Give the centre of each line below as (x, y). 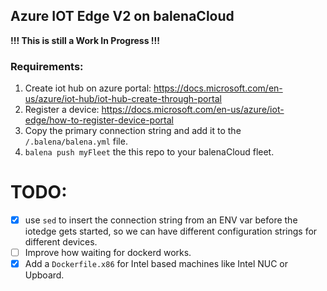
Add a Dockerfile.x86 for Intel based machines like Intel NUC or (156, 264)
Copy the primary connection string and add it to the (133, 131)
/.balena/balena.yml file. (76, 141)
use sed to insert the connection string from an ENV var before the (161, 220)
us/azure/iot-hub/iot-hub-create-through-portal (123, 99)
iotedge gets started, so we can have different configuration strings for (171, 231)
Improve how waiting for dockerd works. (108, 253)
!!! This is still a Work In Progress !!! (85, 40)
